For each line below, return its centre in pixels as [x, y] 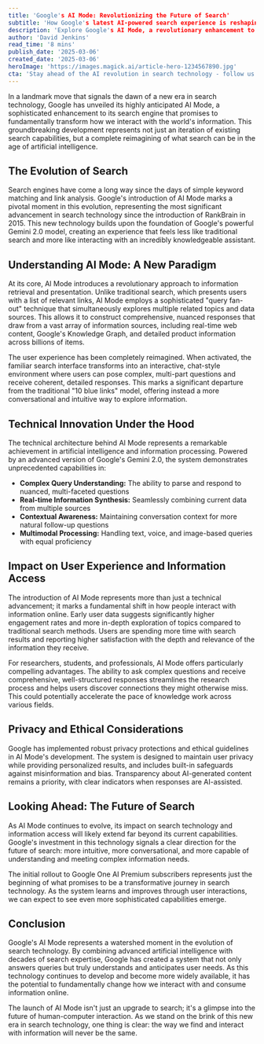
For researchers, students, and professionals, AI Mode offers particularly [126, 663]
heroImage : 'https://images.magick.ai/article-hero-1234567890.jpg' [123, 67]
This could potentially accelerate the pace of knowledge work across [120, 696]
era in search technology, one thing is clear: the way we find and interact [126, 1025]
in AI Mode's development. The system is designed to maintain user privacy [131, 756]
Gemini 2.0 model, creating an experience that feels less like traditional [123, 232]
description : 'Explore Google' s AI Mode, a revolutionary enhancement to [132, 30]
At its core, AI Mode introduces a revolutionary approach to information [123, 284]
